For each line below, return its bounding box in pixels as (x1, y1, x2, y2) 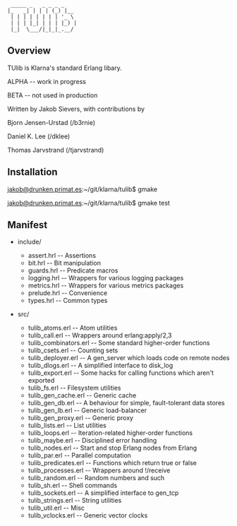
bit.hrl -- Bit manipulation (28, 259, 101, 268)
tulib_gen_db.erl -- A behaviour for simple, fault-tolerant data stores (28, 399, 225, 407)
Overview (7, 44, 51, 57)
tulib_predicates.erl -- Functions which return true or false (28, 459, 197, 467)
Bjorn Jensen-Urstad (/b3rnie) (7, 118, 96, 126)
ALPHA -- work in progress (7, 77, 87, 85)
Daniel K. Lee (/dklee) (7, 132, 71, 141)
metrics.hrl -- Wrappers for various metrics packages (28, 281, 184, 290)
